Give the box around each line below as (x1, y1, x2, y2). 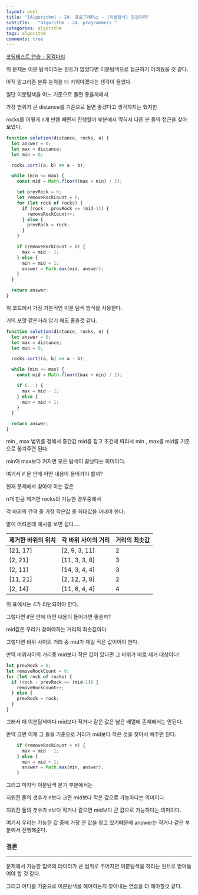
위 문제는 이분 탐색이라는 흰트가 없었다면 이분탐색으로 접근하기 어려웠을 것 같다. (6, 66, 189, 73)
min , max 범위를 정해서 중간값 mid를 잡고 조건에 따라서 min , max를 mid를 (6, 438, 179, 445)
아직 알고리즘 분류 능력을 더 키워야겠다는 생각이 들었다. (6, 78, 132, 85)
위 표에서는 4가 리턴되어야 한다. (6, 601, 79, 608)
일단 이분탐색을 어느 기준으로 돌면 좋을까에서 (6, 91, 109, 98)
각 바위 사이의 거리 (61, 536, 110, 544)
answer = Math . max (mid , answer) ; (21, 265, 104, 272)
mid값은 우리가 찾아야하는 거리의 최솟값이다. (6, 626, 108, 633)
